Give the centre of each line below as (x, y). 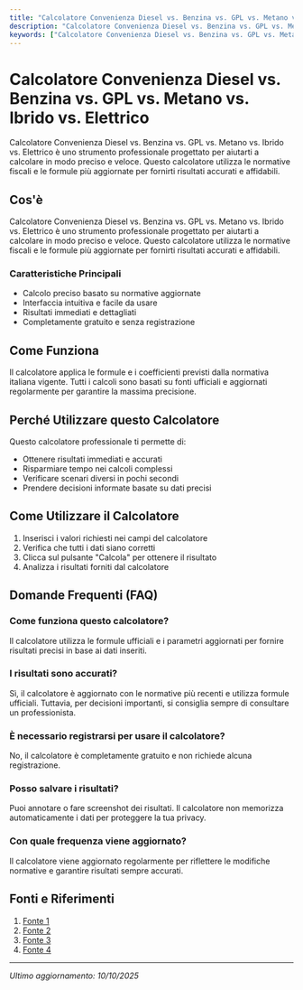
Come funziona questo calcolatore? (89, 621)
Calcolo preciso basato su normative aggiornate (111, 294)
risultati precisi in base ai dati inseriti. (78, 650)
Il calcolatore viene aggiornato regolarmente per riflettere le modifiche (140, 861)
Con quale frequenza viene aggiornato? (98, 841)
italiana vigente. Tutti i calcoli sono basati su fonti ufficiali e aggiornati (138, 382)
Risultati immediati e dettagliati (79, 313)
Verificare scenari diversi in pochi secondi (100, 479)
